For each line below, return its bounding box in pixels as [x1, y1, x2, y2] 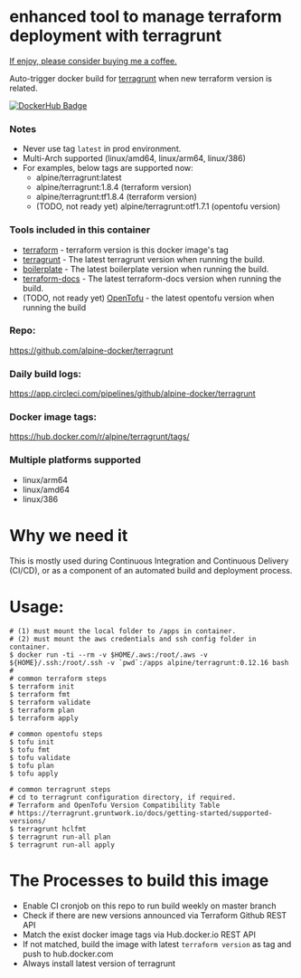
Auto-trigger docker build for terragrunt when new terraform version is [9, 72, 273, 83]
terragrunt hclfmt [17, 824, 88, 833]
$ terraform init [9, 681, 75, 691]
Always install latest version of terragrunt [22, 957, 176, 969]
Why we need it [9, 525, 128, 546]
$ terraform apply [9, 713, 79, 723]
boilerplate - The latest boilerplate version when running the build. [22, 263, 269, 274]
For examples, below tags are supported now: [22, 163, 194, 174]
